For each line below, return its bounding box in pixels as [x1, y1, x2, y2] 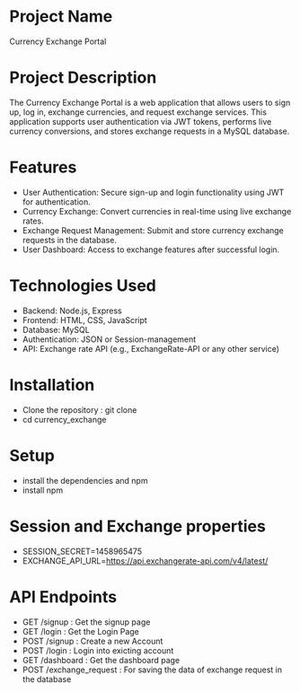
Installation [9, 374, 95, 395]
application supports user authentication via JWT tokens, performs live [9, 116, 272, 127]
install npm [22, 485, 64, 495]
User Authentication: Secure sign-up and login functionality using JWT [22, 187, 285, 197]
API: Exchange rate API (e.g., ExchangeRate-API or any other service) [22, 343, 280, 354]
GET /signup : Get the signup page [22, 617, 151, 627]
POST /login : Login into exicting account [22, 644, 174, 656]
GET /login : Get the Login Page [22, 626, 139, 636]
